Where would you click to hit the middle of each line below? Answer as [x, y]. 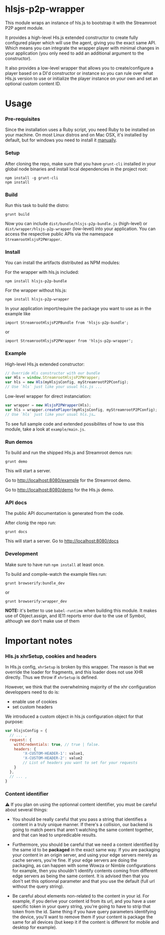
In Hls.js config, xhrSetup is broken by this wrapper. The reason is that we [80, 667]
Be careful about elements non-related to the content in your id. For [81, 896]
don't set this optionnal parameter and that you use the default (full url [83, 881]
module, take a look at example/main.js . [45, 429]
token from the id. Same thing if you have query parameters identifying [84, 911]
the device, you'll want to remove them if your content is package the [82, 917]
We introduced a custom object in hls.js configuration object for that [74, 717]
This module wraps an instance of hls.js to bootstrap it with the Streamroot [81, 23]
